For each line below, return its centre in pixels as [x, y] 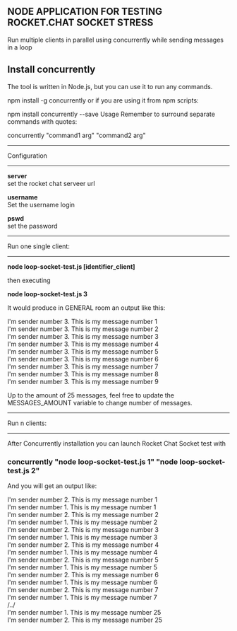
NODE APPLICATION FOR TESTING [85, 12]
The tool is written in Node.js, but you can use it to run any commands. [110, 86]
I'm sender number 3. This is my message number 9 [83, 381]
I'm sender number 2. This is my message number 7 [83, 589]
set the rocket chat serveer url [51, 183]
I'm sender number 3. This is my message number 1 [82, 321]
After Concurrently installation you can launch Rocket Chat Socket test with [117, 443]
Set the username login [41, 204]
